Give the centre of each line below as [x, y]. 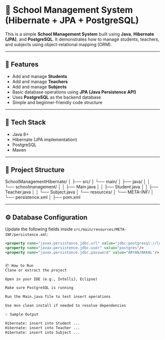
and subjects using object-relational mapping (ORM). [58, 44]
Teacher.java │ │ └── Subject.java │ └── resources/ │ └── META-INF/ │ [79, 192]
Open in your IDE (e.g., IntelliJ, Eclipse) [51, 279]
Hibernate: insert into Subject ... [42, 332]
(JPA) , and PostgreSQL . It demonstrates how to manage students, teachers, [82, 39]
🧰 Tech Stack [26, 122]
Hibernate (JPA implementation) [44, 139]
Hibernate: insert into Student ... [42, 323]
